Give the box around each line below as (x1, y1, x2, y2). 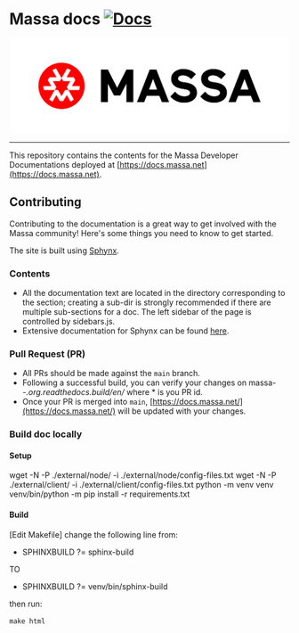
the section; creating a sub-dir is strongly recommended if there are (21, 297, 271, 308)
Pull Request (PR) (9, 348, 86, 360)
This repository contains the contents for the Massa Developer (9, 150, 238, 160)
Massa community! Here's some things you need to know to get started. (9, 227, 274, 238)
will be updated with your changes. (117, 406, 246, 416)
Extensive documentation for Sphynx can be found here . (21, 325, 230, 336)
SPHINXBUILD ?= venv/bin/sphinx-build (21, 580, 168, 592)
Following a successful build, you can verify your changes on (21, 377, 247, 388)
